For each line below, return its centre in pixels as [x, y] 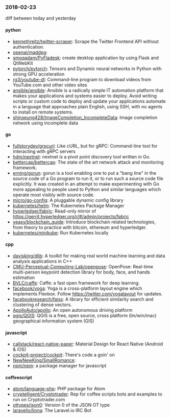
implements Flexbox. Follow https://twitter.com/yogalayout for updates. [88, 294]
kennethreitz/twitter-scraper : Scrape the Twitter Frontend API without [86, 41]
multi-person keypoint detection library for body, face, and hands [81, 272]
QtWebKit [23, 63]
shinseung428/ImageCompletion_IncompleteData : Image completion [85, 117]
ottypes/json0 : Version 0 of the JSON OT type [61, 405]
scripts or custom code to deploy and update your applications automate [89, 101]
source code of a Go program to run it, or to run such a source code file [88, 178]
